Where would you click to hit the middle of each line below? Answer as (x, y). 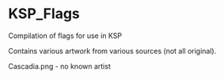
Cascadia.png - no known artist (59, 66)
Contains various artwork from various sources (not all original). (112, 51)
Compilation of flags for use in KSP (65, 36)
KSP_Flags (44, 14)
